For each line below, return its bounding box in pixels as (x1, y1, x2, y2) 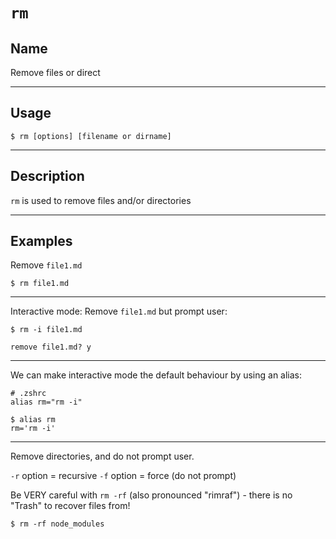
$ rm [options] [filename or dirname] (10, 131, 172, 141)
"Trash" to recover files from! (10, 500, 131, 512)
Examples (10, 233, 73, 250)
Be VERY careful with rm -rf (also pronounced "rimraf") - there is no (10, 489, 293, 501)
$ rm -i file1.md (10, 325, 83, 335)
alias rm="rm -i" (10, 397, 83, 408)
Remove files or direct (10, 67, 101, 78)
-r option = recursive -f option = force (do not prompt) (10, 470, 237, 482)
